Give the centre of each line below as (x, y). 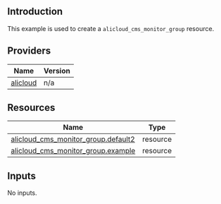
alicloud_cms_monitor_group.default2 (73, 139)
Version (57, 71)
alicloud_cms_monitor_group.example (73, 151)
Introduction (35, 12)
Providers (29, 51)
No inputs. (22, 193)
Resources (31, 108)
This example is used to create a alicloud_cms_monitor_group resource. (111, 28)
